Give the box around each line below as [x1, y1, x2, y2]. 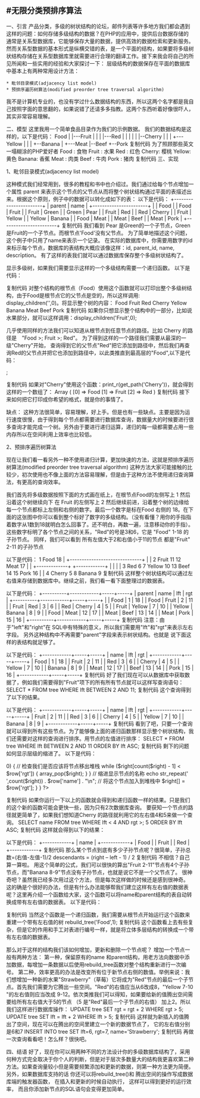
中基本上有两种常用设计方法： [6, 67, 79, 74]
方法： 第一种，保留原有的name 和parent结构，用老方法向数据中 [26, 953, 185, 960]
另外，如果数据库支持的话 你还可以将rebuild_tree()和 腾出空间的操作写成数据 [6, 1070, 193, 1077]
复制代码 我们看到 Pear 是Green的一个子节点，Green [61, 222, 190, 229]
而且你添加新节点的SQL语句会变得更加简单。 [17, 1085, 128, 1092]
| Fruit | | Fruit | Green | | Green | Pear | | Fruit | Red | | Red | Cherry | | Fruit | [6, 208, 192, 216]
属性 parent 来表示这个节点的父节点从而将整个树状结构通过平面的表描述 [11, 188, 187, 195]
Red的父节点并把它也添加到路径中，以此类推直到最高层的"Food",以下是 [11, 349, 186, 356]
